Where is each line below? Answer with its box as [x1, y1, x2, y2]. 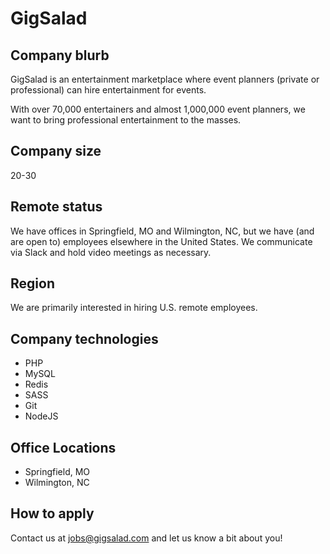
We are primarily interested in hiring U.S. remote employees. [10, 302, 258, 314]
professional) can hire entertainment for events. [10, 84, 207, 96]
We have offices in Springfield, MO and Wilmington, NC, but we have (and [10, 225, 315, 237]
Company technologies [10, 330, 159, 347]
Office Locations [10, 439, 117, 456]
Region [10, 275, 55, 292]
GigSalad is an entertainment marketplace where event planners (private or [10, 73, 320, 85]
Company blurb [10, 47, 110, 64]
